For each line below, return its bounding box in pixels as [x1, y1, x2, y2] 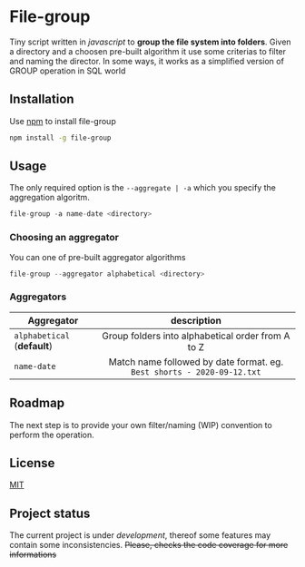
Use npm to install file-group [9, 115, 116, 126]
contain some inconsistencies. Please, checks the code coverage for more [9, 540, 289, 551]
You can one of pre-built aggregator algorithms [9, 251, 186, 262]
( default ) [14, 339, 53, 352]
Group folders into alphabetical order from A [102, 329, 290, 342]
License [9, 455, 55, 471]
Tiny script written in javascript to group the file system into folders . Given [9, 36, 292, 47]
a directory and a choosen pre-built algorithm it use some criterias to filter [9, 45, 287, 56]
